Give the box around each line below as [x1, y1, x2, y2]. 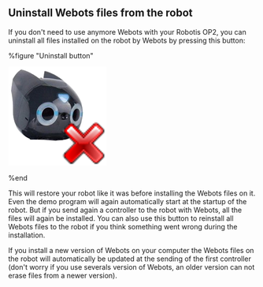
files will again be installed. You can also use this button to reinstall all [8, 213, 234, 223]
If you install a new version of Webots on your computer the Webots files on [8, 245, 254, 255]
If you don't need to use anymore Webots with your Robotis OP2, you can [8, 27, 246, 36]
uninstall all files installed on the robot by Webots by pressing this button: [8, 35, 246, 45]
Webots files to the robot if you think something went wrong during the [8, 222, 238, 231]
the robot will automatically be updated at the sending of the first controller [8, 254, 252, 263]
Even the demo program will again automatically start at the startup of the [8, 196, 247, 206]
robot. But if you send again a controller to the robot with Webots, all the [8, 205, 243, 214]
